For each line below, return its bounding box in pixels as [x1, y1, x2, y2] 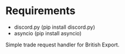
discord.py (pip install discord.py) [13, 23, 95, 31]
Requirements [5, 4, 76, 18]
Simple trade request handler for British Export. [5, 41, 120, 48]
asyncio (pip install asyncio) [13, 29, 82, 36]
